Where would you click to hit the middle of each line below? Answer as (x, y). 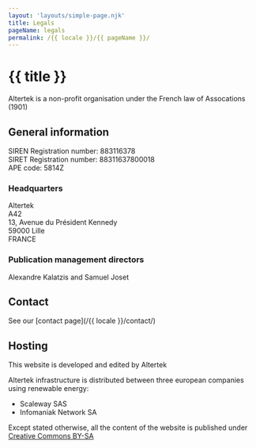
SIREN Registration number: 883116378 (72, 151)
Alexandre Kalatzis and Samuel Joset (68, 277)
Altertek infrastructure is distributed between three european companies (126, 380)
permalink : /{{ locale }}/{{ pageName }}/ (79, 38)
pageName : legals (37, 30)
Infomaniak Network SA (58, 412)
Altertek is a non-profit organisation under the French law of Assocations (127, 99)
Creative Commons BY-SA (51, 436)
